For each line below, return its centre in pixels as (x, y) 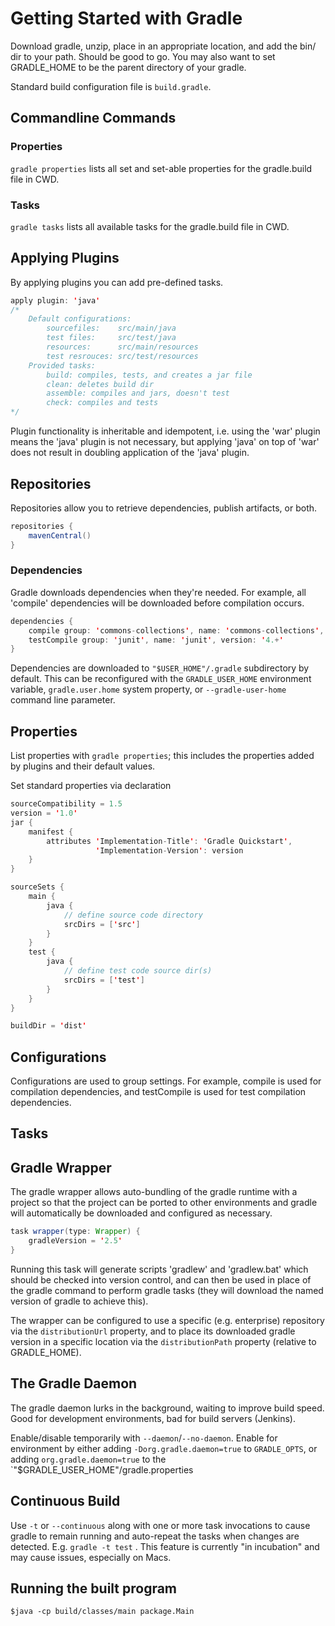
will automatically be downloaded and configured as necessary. (141, 1213)
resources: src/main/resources (122, 347)
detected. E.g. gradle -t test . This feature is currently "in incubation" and (165, 1546)
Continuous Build (65, 1501)
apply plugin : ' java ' (55, 300)
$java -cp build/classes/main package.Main (102, 1612)
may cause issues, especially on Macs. (91, 1557)
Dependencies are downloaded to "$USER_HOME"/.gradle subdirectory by (160, 668)
